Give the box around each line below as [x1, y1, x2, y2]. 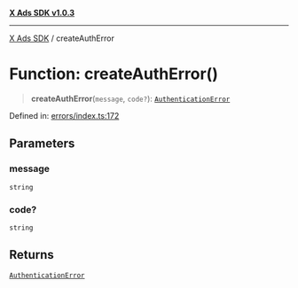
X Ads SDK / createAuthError [9, 33, 115, 43]
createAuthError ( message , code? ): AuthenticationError [30, 93, 231, 104]
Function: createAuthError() [9, 64, 219, 84]
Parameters [9, 136, 75, 152]
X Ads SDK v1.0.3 [9, 8, 75, 18]
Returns [9, 247, 55, 262]
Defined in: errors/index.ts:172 [9, 110, 120, 121]
